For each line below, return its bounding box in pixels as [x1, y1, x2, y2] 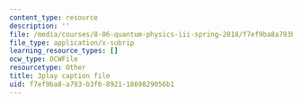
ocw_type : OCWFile [9, 55, 78, 64]
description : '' [9, 21, 70, 30]
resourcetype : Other [9, 64, 87, 73]
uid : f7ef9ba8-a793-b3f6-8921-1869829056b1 [9, 80, 175, 89]
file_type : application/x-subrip [9, 38, 135, 47]
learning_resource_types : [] [9, 47, 119, 56]
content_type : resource [9, 13, 99, 22]
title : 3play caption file [9, 72, 111, 81]
